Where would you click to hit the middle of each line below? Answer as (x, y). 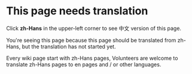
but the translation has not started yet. (69, 47)
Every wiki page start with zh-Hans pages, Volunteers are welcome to (92, 58)
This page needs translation (77, 11)
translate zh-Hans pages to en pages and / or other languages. (84, 64)
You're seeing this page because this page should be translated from (91, 40)
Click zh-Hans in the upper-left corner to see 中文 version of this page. (94, 28)
